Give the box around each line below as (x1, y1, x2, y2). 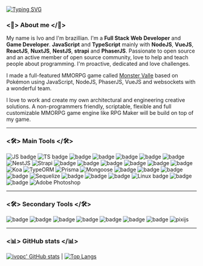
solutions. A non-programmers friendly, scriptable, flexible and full (6, 103, 172, 110)
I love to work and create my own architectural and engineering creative (6, 97, 185, 104)
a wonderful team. (6, 85, 52, 92)
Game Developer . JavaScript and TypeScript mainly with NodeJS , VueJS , (6, 41, 194, 48)
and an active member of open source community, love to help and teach (6, 54, 188, 61)
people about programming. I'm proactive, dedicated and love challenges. (6, 60, 190, 68)
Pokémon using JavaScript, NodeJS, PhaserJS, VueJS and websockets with (6, 79, 196, 86)
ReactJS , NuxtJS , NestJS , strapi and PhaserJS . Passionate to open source (6, 47, 195, 54)
